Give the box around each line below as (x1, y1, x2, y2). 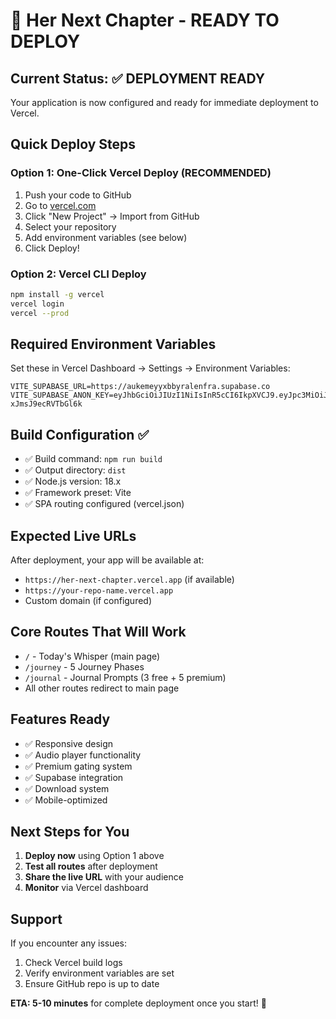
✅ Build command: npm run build (24, 453, 163, 465)
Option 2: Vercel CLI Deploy (10, 267, 147, 281)
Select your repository (24, 220, 117, 233)
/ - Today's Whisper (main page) (24, 650, 161, 662)
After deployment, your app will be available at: (10, 554, 205, 566)
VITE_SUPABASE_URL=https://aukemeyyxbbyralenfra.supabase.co (10, 382, 271, 392)
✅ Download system (24, 782, 110, 794)
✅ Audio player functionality (24, 749, 142, 761)
